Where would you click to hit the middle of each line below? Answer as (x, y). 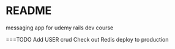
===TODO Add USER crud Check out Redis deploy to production (87, 39)
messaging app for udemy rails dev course (60, 28)
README (29, 11)
